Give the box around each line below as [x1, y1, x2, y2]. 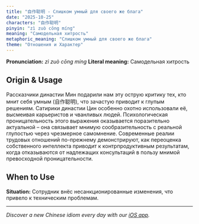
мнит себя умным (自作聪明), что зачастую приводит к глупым [6, 98, 165, 105]
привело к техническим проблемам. [6, 194, 99, 201]
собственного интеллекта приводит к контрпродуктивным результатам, [6, 142, 190, 149]
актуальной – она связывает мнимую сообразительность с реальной [6, 123, 182, 130]
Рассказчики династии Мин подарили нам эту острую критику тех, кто [6, 91, 187, 98]
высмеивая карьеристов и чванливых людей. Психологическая [6, 111, 168, 118]
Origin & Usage [6, 75, 63, 85]
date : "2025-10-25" [6, 14, 54, 20]
